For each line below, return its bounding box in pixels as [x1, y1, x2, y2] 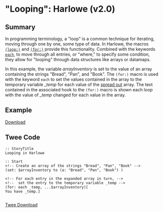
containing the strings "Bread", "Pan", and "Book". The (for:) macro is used [5, 71, 159, 77]
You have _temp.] [5, 189, 41, 194]
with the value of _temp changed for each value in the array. [5, 92, 126, 98]
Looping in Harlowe [5, 150, 45, 155]
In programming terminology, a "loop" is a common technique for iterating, [5, 36, 155, 42]
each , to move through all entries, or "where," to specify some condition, [5, 51, 150, 57]
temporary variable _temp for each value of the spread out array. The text [5, 82, 153, 87]
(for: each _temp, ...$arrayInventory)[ [5, 185, 89, 190]
